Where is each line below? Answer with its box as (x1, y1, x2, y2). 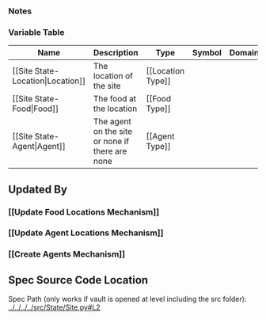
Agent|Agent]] (12, 141, 66, 152)
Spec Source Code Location (8, 273, 149, 287)
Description (93, 48, 139, 59)
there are (93, 146, 127, 157)
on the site (93, 126, 133, 137)
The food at (93, 93, 137, 105)
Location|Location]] (12, 75, 85, 86)
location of (93, 70, 133, 82)
